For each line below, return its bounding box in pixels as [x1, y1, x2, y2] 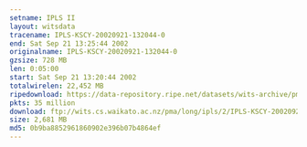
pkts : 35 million [9, 98, 76, 108]
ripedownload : [9, 89, 64, 99]
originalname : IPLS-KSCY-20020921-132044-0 [9, 47, 178, 57]
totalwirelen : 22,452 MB [9, 81, 104, 90]
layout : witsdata [9, 22, 76, 31]
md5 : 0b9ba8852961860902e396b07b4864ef [9, 124, 162, 133]
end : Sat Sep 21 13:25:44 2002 [9, 38, 129, 48]
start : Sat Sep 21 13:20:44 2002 [9, 73, 137, 82]
